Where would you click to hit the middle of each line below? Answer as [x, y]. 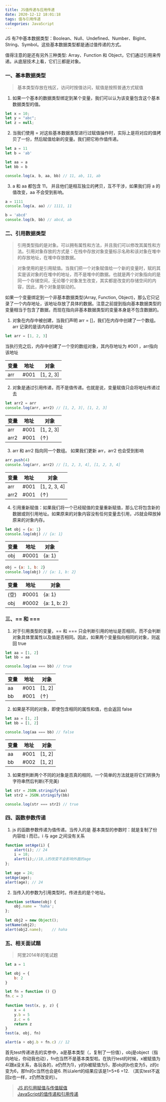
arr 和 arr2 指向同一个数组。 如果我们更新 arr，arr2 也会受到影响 [78, 450]
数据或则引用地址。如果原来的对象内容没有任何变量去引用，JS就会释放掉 [86, 513]
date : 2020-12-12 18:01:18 [33, 14]
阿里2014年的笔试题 [37, 955]
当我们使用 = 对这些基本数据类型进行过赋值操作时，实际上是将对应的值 [84, 133]
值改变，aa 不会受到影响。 [39, 192]
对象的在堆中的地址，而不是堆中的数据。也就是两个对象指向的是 [96, 275]
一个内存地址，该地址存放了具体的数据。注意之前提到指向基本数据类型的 [87, 303]
